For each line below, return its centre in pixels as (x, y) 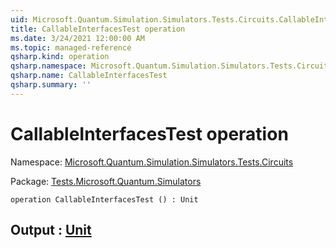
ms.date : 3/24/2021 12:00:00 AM (77, 38)
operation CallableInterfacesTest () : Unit (104, 199)
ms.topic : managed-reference (71, 47)
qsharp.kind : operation (60, 57)
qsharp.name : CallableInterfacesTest (89, 76)
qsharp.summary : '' (51, 85)
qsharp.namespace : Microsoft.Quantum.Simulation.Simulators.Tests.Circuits (171, 66)
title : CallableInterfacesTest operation (98, 29)
